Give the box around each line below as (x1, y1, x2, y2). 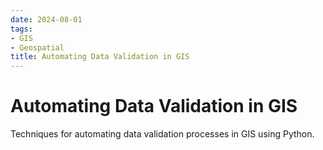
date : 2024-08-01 (10, 14, 83, 25)
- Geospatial (10, 42, 65, 53)
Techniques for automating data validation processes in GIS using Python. (10, 128, 315, 140)
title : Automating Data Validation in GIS (10, 52, 190, 62)
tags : (10, 24, 33, 34)
